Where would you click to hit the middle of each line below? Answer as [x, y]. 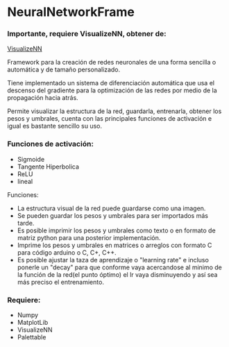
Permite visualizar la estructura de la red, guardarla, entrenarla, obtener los [114, 111]
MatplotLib [33, 323]
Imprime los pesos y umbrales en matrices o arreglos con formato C [114, 245]
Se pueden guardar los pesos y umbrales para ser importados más [112, 215]
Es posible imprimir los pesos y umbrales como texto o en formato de [117, 230]
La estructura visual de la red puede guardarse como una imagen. [111, 208]
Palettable [32, 337]
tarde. [26, 223]
